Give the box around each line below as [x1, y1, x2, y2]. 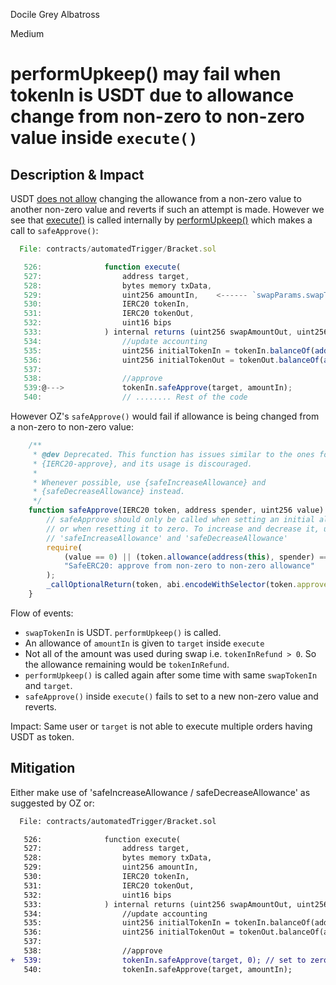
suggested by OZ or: [10, 797, 95, 809]
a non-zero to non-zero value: [10, 421, 134, 433]
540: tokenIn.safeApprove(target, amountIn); [23, 964, 293, 974]
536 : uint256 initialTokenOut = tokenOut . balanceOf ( [23, 355, 325, 365]
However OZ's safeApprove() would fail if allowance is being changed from [10, 410, 320, 422]
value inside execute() [10, 127, 198, 149]
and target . [24, 679, 73, 691]
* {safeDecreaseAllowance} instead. [32, 487, 186, 497]
